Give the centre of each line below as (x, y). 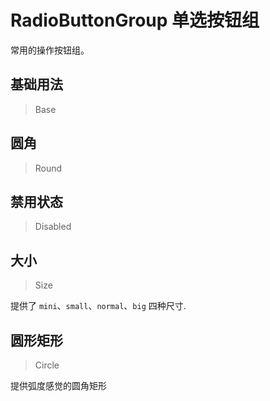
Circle (47, 365)
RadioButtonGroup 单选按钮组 (135, 20)
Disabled (53, 227)
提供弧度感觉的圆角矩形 (58, 385)
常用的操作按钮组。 (50, 50)
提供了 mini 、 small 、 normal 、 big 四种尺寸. (98, 306)
